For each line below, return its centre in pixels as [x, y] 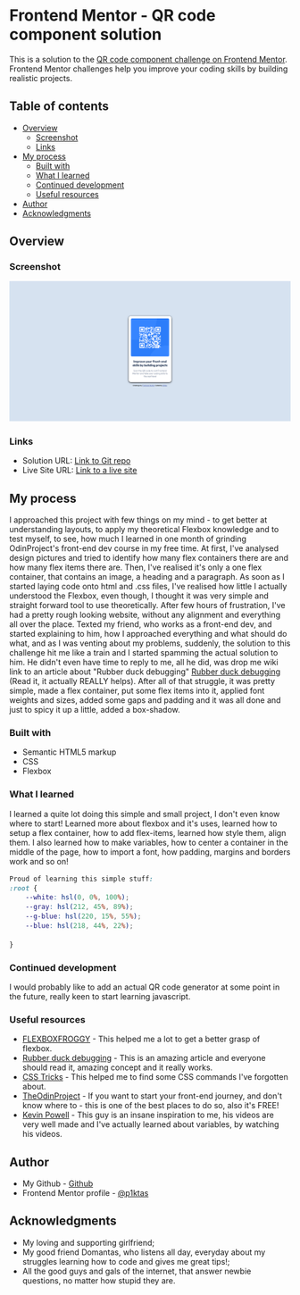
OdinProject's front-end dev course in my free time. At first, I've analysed [144, 548]
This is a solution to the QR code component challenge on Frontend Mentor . [148, 59]
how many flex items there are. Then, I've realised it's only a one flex [136, 567]
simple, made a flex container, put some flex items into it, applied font [137, 691]
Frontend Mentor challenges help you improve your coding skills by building [149, 69]
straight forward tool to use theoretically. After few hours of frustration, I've [147, 606]
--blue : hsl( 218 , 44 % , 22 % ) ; [79, 926]
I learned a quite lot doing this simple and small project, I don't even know [145, 814]
